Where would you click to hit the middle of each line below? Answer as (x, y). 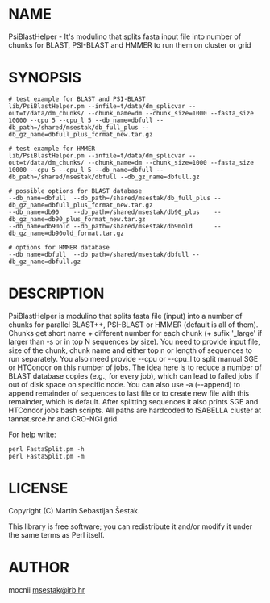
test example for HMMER (55, 149)
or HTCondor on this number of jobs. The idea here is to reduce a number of (135, 367)
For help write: (32, 434)
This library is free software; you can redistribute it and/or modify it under (131, 526)
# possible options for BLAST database (75, 191)
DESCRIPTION (56, 293)
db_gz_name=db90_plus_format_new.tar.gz (77, 219)
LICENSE (38, 488)
